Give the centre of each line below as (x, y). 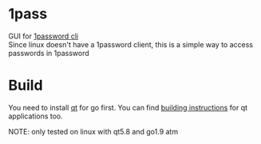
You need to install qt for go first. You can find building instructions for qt (128, 107)
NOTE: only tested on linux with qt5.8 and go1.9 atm (93, 131)
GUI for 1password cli (43, 36)
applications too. (36, 116)
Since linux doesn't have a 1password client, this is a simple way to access (131, 44)
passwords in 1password (49, 53)
